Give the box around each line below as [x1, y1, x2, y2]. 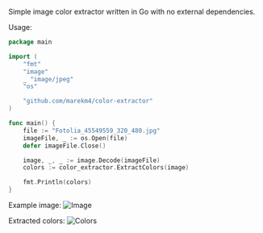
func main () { [8, 119, 56, 127]
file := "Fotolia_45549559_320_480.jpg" [23, 127, 161, 135]
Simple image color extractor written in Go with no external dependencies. [8, 7, 256, 16]
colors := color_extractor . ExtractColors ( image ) [23, 164, 190, 172]
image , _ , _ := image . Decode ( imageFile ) [23, 156, 161, 164]
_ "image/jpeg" [23, 75, 74, 83]
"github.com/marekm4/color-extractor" [23, 97, 153, 106]
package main [8, 38, 52, 46]
